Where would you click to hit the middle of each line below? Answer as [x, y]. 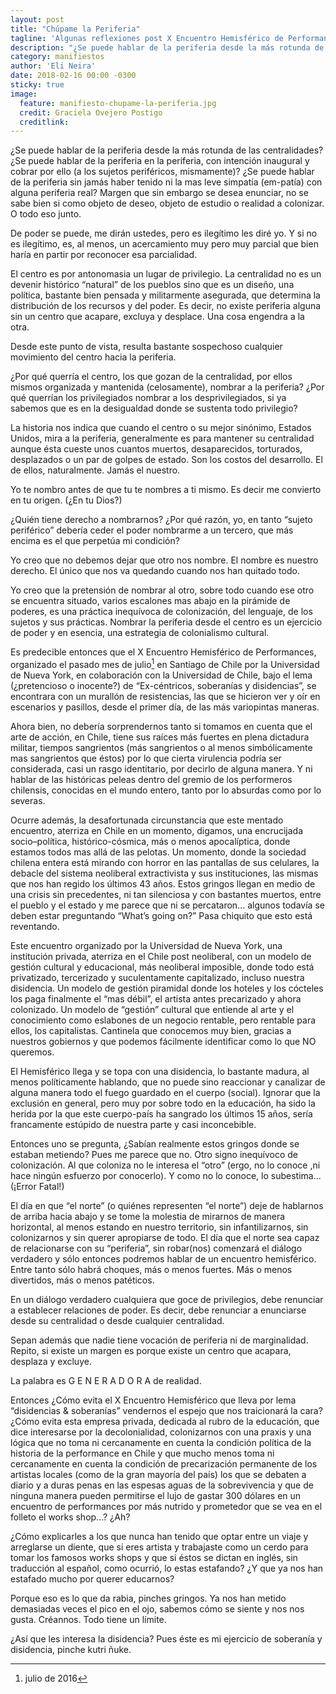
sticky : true [37, 85]
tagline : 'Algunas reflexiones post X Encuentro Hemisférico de [147, 38]
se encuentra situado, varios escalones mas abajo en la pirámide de [150, 601]
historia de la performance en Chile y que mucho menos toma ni [142, 1453]
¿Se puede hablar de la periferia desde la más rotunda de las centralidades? [167, 150]
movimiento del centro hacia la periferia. [93, 357]
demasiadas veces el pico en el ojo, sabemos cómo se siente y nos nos [157, 1608]
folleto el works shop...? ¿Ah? [70, 1517]
